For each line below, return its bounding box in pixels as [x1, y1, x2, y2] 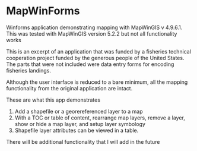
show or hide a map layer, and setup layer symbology [14, 120, 145, 127]
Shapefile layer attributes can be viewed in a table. [14, 127, 139, 134]
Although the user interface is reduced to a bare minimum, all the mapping [6, 78, 188, 86]
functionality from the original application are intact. [6, 84, 133, 92]
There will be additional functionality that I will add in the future [6, 138, 160, 145]
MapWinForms [6, 4, 80, 18]
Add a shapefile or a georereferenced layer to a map [14, 108, 143, 115]
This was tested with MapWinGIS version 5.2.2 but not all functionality [6, 30, 177, 37]
